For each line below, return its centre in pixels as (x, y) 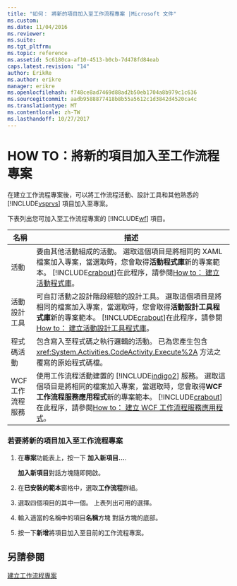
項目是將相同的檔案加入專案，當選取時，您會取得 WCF (133, 386)
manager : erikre (31, 86)
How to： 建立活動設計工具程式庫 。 (95, 328)
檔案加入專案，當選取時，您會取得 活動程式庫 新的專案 (124, 262)
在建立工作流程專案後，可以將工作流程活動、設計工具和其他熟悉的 (103, 194)
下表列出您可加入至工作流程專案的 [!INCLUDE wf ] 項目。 (88, 218)
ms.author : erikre (34, 79)
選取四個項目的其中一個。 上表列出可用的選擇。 (86, 503)
